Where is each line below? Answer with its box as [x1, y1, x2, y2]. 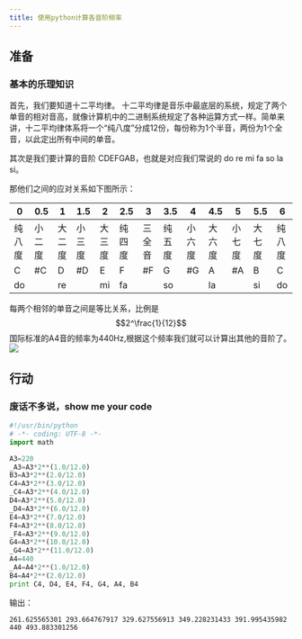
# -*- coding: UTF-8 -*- [9, 429, 102, 438]
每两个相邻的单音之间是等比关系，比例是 [9, 303, 159, 314]
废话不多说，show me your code [9, 400, 153, 412]
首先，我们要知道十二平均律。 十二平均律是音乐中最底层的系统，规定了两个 [9, 100, 288, 111]
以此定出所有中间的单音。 [24, 134, 120, 145]
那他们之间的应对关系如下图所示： [9, 184, 136, 194]
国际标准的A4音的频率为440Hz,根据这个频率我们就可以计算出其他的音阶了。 [9, 333, 292, 344]
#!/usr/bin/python [9, 421, 78, 430]
